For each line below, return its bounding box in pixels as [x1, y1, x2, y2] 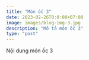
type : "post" [6, 31, 39, 37]
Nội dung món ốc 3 [6, 47, 53, 54]
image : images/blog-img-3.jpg [6, 20, 81, 26]
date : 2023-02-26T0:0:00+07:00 [6, 14, 84, 20]
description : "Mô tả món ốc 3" [6, 25, 84, 31]
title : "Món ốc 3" [6, 8, 52, 15]
